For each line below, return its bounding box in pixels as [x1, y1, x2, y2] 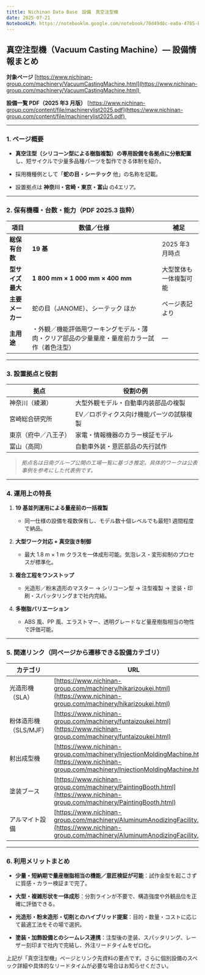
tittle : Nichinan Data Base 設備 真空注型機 [6, 9, 119, 15]
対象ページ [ [6, 73, 37, 81]
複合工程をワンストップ [15, 571, 74, 579]
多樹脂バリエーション [15, 605, 69, 612]
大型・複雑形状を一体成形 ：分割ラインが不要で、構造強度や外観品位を [15, 892, 192, 900]
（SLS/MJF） [9, 725, 48, 734]
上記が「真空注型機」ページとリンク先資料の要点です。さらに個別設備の [6, 954, 188, 962]
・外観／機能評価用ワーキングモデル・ [32, 325, 142, 333]
